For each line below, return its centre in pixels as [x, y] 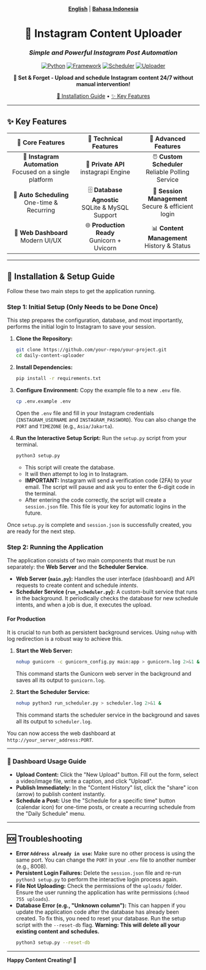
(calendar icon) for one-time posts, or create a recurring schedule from [105, 807]
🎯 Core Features [41, 143]
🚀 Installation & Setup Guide [61, 276]
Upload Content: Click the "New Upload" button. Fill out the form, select [107, 775]
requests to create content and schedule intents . [77, 585]
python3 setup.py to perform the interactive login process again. [97, 879]
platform [41, 180]
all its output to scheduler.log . [54, 722]
